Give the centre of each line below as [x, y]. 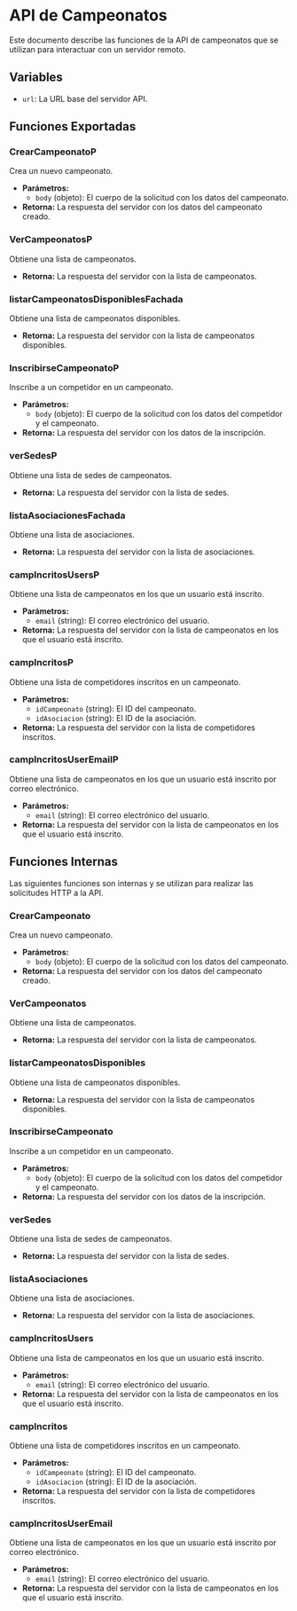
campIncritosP [41, 663]
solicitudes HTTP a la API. [56, 892]
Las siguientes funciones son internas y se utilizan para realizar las [132, 883]
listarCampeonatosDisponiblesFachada [96, 299]
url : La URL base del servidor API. [85, 98]
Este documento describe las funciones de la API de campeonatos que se [144, 40]
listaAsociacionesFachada [67, 515]
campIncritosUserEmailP [64, 759]
